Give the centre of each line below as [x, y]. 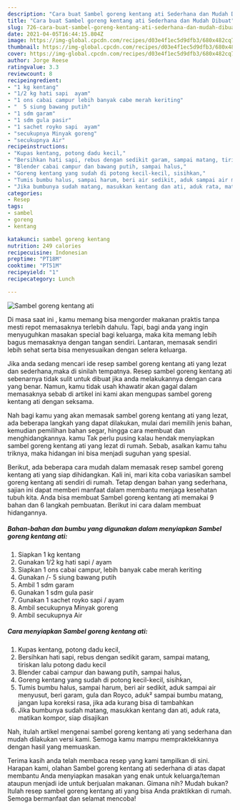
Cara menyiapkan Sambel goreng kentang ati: [77, 632]
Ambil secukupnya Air [50, 615]
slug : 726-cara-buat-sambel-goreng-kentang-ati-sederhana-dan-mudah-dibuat [122, 27]
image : [17, 41]
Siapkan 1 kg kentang [49, 555]
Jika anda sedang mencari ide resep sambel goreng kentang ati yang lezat [117, 363]
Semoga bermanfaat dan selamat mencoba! [72, 798]
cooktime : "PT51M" [35, 266]
